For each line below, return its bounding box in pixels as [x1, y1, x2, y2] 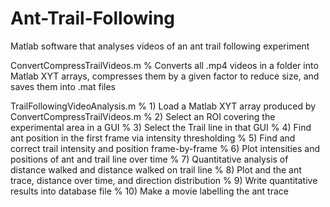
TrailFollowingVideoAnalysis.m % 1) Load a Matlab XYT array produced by [10, 100, 317, 112]
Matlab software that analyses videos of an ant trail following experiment [10, 40, 310, 52]
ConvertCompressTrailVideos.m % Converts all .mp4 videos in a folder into [10, 59, 319, 71]
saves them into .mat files [10, 80, 116, 92]
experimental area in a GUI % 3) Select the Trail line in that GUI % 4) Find [10, 121, 312, 133]
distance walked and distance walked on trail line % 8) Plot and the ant [10, 163, 302, 176]
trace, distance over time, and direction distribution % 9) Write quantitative [10, 174, 318, 186]
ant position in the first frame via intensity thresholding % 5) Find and [10, 132, 296, 144]
